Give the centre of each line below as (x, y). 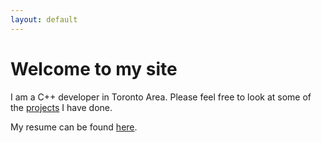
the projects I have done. (61, 107)
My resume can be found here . (74, 127)
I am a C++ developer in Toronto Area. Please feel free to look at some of (161, 97)
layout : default (44, 19)
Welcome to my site (94, 68)
